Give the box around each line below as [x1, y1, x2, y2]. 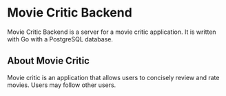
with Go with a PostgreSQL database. [7, 35, 114, 43]
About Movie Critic [7, 55, 90, 67]
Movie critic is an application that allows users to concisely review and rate [7, 73, 220, 81]
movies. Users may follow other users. [7, 81, 116, 89]
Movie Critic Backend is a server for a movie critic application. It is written [7, 28, 216, 36]
